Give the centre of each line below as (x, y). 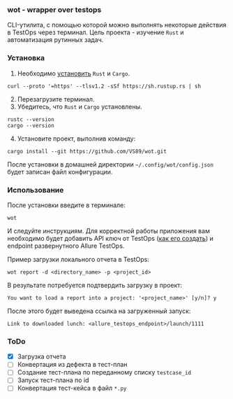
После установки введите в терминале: (66, 205)
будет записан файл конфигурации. (60, 171)
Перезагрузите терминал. (56, 99)
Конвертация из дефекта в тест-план (72, 365)
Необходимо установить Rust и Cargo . (74, 73)
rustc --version (31, 119)
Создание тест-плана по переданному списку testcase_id (104, 372)
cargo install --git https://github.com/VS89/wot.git (87, 151)
